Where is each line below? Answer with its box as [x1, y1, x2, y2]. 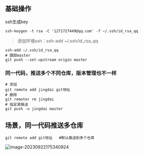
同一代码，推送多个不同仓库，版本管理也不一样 [5, 70, 117, 77]
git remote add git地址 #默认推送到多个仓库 [5, 135, 95, 140]
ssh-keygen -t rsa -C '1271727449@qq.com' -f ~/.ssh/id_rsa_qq [5, 29, 139, 34]
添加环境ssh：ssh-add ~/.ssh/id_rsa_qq [17, 38, 98, 43]
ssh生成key [5, 19, 29, 25]
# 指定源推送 [5, 102, 28, 107]
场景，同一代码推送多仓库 [5, 121, 83, 129]
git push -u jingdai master [5, 107, 63, 112]
